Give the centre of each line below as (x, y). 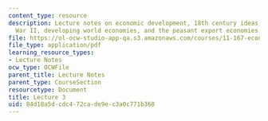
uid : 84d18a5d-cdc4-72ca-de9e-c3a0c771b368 (82, 104)
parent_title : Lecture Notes (57, 75)
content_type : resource (48, 16)
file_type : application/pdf (55, 45)
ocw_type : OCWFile (39, 68)
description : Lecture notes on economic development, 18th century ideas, (135, 23)
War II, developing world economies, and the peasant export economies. (139, 30)
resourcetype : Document (48, 90)
